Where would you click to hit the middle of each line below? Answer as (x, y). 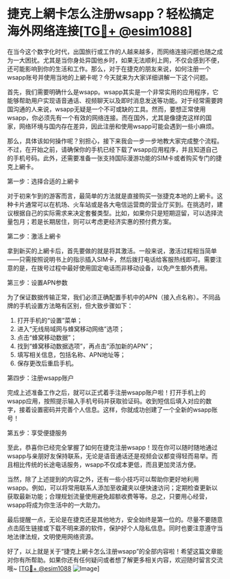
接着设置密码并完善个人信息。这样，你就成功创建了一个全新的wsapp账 (118, 409)
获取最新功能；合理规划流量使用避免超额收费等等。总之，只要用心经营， (109, 496)
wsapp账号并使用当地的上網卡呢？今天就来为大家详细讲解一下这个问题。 (110, 77)
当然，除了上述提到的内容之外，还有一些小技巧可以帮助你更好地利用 (103, 479)
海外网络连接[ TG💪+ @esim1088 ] (100, 31)
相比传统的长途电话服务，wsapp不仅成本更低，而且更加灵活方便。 (106, 464)
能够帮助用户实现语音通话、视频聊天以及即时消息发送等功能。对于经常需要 (112, 100)
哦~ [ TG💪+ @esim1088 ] (53, 568)
